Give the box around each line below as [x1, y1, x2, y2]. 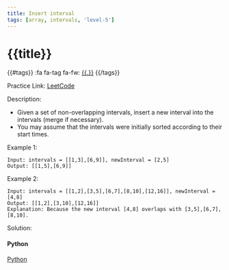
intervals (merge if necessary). [16, 116, 104, 124]
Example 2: [7, 175, 39, 183]
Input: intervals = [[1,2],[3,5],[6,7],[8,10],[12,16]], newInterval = [7, 188, 215, 195]
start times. [16, 130, 49, 138]
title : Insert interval [7, 10, 75, 17]
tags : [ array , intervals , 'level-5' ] [7, 16, 115, 23]
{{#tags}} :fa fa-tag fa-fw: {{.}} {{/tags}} [7, 69, 120, 77]
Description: [7, 95, 42, 103]
